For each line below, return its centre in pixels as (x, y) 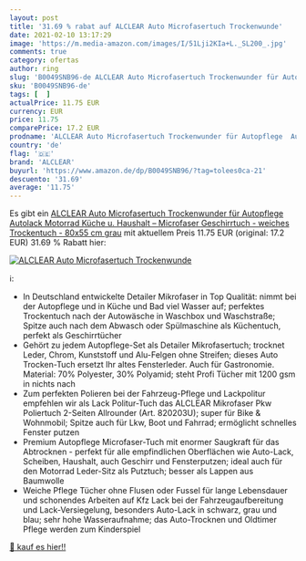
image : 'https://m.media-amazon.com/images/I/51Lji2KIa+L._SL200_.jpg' (148, 43)
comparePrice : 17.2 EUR (55, 129)
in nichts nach (49, 384)
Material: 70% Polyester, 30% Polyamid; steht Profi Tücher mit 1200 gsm (159, 374)
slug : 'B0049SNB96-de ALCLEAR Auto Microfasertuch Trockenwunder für (144, 78)
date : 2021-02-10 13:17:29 (61, 35)
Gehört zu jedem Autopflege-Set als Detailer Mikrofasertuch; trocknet (153, 345)
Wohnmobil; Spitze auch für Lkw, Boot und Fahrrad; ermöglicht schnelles (160, 423)
